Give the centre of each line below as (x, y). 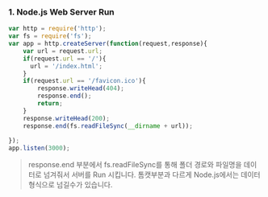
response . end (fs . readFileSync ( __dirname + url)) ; (108, 126)
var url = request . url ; (63, 51)
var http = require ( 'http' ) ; (57, 29)
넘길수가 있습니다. (84, 185)
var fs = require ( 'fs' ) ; (50, 36)
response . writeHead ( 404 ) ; (81, 88)
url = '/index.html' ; (66, 66)
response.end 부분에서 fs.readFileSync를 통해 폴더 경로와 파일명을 (135, 165)
